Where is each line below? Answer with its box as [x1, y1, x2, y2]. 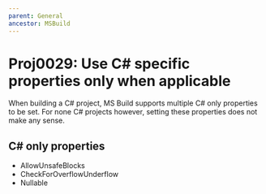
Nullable [19, 178, 49, 188]
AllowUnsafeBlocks [19, 161, 85, 170]
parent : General [8, 11, 63, 20]
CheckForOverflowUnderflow [19, 170, 119, 179]
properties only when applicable [8, 71, 231, 90]
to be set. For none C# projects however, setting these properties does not [8, 107, 258, 117]
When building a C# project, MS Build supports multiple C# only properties [8, 98, 258, 108]
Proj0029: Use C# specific [8, 54, 191, 73]
